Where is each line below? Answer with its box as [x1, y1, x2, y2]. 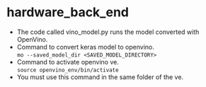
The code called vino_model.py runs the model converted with [16, 28, 200, 36]
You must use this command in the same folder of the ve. [16, 72, 184, 81]
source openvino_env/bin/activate [16, 66, 119, 74]
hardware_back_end [6, 4, 129, 21]
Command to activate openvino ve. [16, 57, 120, 66]
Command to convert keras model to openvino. [16, 42, 155, 51]
